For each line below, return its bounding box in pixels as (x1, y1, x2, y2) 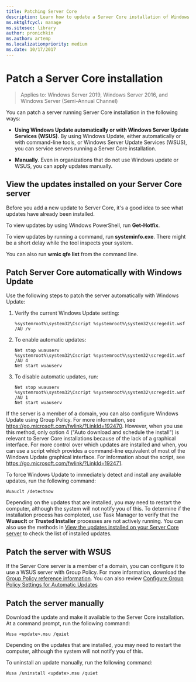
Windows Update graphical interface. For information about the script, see (6, 454, 185, 461)
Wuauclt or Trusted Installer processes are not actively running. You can (6, 518, 183, 525)
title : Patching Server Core (6, 8, 77, 15)
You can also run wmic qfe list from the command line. (6, 250, 139, 257)
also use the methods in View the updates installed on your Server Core (6, 524, 179, 531)
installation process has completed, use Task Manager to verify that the (6, 511, 178, 518)
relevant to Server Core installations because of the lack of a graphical (6, 435, 176, 442)
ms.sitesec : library (6, 25, 57, 31)
